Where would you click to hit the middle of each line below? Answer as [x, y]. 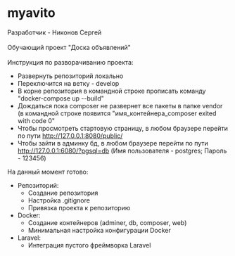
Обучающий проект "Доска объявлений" [69, 47]
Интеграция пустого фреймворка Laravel [89, 245]
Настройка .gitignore [59, 200]
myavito [31, 13]
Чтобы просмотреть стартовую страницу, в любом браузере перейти [123, 128]
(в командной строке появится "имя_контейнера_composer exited [117, 113]
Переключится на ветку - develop [68, 83]
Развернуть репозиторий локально [70, 76]
